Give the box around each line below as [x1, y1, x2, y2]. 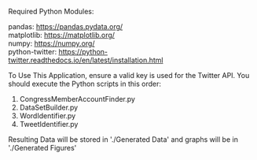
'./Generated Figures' [8, 143, 77, 152]
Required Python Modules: [8, 7, 94, 16]
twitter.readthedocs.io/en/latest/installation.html [8, 55, 163, 65]
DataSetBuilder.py [19, 102, 79, 112]
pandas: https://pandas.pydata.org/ [8, 22, 123, 31]
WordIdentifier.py [19, 111, 76, 121]
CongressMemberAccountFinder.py [19, 95, 136, 103]
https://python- [58, 47, 108, 56]
